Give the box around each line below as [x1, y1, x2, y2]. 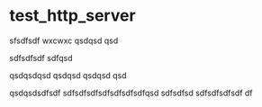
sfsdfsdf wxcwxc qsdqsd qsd [9, 35, 119, 46]
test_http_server [9, 5, 137, 26]
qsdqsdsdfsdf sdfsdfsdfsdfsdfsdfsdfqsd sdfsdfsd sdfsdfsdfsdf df [9, 87, 254, 98]
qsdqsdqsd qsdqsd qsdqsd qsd [9, 69, 128, 81]
